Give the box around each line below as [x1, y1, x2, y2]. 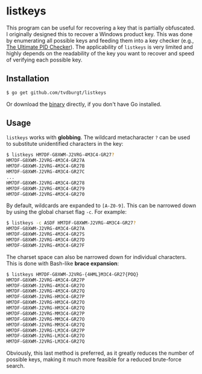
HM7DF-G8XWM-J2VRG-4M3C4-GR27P [6, 277, 85, 283]
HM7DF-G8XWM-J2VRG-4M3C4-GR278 [6, 179, 85, 186]
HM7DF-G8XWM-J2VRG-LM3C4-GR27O [6, 333, 85, 339]
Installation [6, 73, 49, 84]
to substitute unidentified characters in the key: [6, 140, 124, 148]
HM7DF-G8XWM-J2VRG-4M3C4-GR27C [6, 169, 85, 175]
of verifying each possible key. [6, 56, 83, 63]
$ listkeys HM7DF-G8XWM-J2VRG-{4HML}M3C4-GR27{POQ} [6, 271, 139, 278]
